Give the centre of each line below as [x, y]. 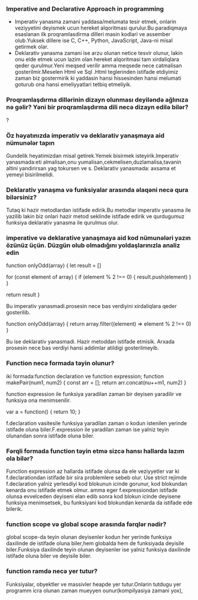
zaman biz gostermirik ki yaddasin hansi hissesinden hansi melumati [98, 78]
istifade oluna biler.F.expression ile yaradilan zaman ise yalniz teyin [88, 429]
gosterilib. [18, 313]
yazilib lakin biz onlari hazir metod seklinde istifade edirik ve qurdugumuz [95, 216]
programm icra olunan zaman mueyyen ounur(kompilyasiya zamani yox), [95, 591]
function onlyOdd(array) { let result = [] [54, 265]
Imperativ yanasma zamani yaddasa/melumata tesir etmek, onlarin [95, 22]
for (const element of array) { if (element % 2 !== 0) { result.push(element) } [99, 277]
